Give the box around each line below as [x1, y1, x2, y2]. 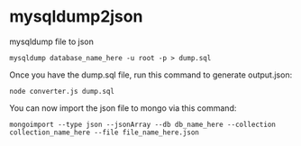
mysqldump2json [9, 6, 143, 27]
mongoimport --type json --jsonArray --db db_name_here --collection [9, 120, 277, 129]
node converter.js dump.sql [9, 87, 115, 96]
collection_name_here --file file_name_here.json [9, 128, 200, 137]
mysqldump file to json [9, 36, 95, 47]
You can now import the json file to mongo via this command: [9, 102, 237, 114]
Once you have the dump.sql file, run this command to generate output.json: [9, 69, 293, 80]
